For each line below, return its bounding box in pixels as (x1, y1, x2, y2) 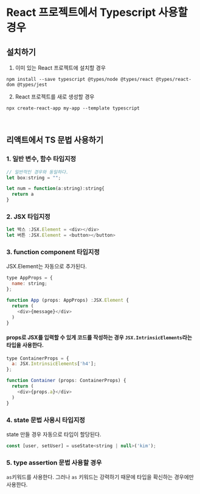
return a (12, 191, 34, 198)
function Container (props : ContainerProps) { (6, 378, 126, 384)
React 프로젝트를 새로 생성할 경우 (15, 93, 95, 100)
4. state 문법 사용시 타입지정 (6, 416, 85, 424)
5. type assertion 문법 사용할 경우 (6, 458, 102, 467)
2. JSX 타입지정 (6, 212, 50, 221)
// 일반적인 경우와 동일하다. (6, 169, 69, 175)
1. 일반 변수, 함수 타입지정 (6, 155, 76, 163)
